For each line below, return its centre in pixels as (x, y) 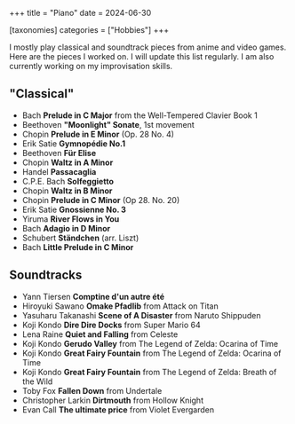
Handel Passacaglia (59, 171)
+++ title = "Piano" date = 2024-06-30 (80, 13)
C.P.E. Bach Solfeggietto (68, 181)
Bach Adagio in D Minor (66, 228)
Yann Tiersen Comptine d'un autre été (93, 296)
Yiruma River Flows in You (71, 219)
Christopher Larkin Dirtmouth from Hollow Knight (113, 400)
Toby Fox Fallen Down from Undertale (92, 390)
